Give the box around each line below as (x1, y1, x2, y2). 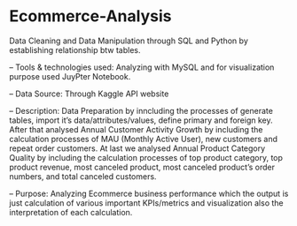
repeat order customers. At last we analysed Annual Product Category (9, 143, 266, 154)
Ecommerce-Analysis (9, 6, 172, 26)
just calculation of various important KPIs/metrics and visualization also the (9, 197, 284, 208)
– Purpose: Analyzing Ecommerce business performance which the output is (9, 188, 289, 199)
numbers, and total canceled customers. (9, 170, 157, 182)
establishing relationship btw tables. (9, 44, 141, 55)
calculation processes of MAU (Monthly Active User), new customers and (9, 133, 277, 144)
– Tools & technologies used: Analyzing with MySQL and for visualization (9, 62, 275, 72)
